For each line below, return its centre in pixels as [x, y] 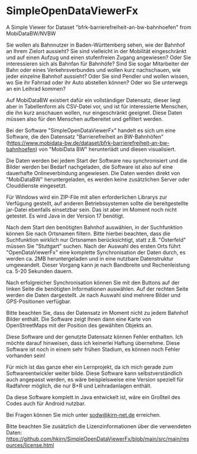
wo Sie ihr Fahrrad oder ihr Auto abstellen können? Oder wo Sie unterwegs [97, 82]
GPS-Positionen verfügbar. [39, 301]
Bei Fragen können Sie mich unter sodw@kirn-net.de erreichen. [83, 414]
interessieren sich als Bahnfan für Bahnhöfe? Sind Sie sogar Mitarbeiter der [98, 64]
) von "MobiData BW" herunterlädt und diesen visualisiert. [106, 149]
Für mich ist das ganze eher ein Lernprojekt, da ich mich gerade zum [90, 367]
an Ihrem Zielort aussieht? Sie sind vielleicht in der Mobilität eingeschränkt [96, 51]
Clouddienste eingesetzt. [37, 185]
